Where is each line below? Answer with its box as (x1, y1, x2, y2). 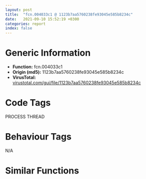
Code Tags (5, 97, 51, 109)
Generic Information (5, 47, 91, 59)
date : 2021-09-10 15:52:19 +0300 (5, 16, 79, 21)
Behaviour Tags (5, 131, 71, 143)
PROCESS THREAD (5, 114, 45, 120)
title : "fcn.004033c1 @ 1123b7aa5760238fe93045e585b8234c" (5, 12, 133, 17)
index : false (5, 26, 32, 31)
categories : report (5, 21, 46, 26)
